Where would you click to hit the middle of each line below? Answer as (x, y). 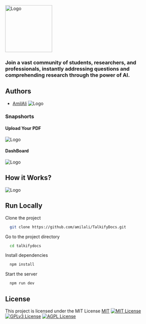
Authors (18, 92)
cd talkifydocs (25, 246)
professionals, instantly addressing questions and (67, 69)
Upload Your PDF (23, 128)
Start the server (21, 274)
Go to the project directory (32, 236)
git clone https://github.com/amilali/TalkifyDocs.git (68, 227)
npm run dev (22, 283)
